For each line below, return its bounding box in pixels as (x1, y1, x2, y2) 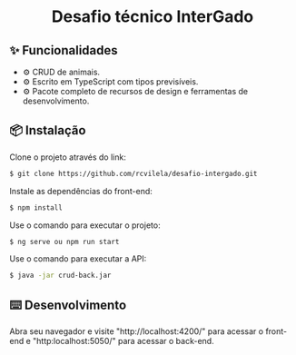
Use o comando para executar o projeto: (9, 220, 161, 231)
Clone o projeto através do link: (9, 152, 127, 163)
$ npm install (9, 202, 64, 212)
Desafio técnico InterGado (51, 6, 254, 27)
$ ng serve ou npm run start (9, 237, 120, 246)
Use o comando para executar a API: (9, 253, 147, 264)
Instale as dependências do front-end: (9, 185, 153, 196)
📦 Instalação (9, 123, 86, 138)
